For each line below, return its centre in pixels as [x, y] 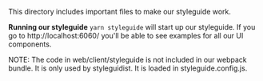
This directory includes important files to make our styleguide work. [120, 12]
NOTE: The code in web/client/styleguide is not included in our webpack [128, 60]
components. [30, 44]
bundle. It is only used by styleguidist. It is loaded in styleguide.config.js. [128, 68]
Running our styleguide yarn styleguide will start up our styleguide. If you [132, 27]
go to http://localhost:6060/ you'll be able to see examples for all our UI [126, 36]
